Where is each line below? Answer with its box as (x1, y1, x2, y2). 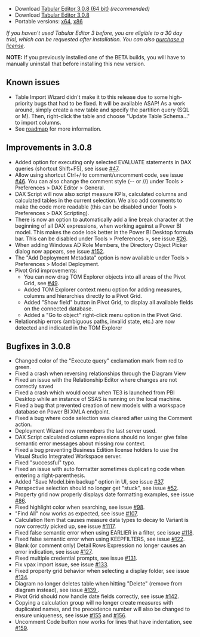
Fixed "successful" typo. (14, 459, 76, 466)
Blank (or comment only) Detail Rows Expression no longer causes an (14, 542, 186, 549)
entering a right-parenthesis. (14, 472, 85, 479)
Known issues (6, 77, 60, 87)
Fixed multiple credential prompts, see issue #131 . (14, 554, 137, 562)
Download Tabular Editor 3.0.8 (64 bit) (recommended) (14, 5, 150, 12)
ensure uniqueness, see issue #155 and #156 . (14, 612, 127, 619)
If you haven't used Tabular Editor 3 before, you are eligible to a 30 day (6, 29, 183, 37)
